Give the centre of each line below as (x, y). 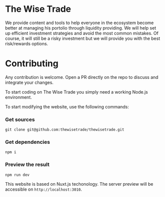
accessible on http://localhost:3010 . (44, 189)
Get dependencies (28, 142)
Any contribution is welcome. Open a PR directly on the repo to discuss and (82, 77)
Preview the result (27, 164)
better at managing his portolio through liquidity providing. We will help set (81, 28)
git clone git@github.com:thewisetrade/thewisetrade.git (65, 130)
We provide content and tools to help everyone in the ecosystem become (80, 23)
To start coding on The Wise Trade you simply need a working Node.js (77, 92)
